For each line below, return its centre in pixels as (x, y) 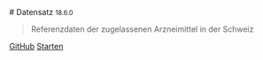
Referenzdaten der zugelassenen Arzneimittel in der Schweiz (142, 29)
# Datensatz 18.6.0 (41, 12)
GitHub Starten (36, 46)
